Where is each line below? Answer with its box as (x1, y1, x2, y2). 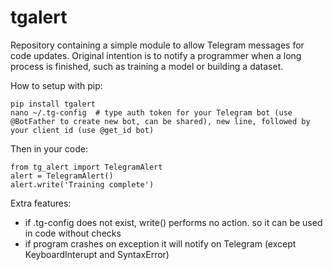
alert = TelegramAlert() (10, 171, 114, 181)
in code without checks (24, 227, 122, 239)
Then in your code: (10, 142, 88, 155)
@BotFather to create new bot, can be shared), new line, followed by (10, 116, 311, 126)
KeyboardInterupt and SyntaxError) (24, 248, 170, 260)
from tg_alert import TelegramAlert (10, 162, 163, 172)
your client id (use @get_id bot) (10, 125, 155, 135)
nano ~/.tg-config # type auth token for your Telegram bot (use (10, 107, 293, 118)
